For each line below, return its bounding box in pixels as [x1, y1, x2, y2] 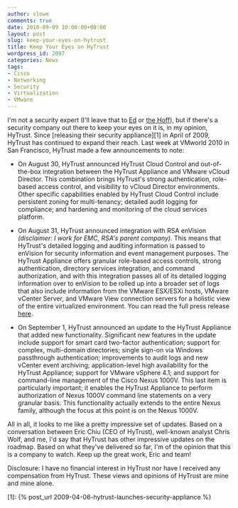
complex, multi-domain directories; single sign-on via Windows [17, 346, 203, 354]
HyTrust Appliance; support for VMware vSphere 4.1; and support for [17, 369, 220, 377]
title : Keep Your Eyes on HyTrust [7, 43, 110, 50]
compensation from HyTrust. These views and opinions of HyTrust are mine [7, 472, 229, 480]
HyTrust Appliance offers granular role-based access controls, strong [17, 256, 222, 265]
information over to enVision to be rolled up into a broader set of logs [17, 279, 220, 288]
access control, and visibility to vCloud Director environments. [38, 183, 220, 190]
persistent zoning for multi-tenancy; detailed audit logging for [17, 198, 198, 206]
